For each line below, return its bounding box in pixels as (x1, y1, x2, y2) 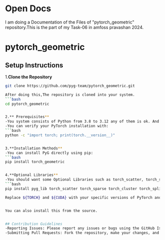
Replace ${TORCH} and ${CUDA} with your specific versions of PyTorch (5, 195, 153, 200)
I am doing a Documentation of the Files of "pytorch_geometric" (5, 19, 135, 25)
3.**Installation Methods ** (5, 145, 63, 151)
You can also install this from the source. (5, 208, 98, 213)
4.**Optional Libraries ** (5, 172, 58, 178)
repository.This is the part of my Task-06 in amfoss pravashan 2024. (5, 24, 144, 30)
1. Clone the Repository (5, 74, 53, 80)
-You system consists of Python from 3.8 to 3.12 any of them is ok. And (5, 119, 160, 124)
